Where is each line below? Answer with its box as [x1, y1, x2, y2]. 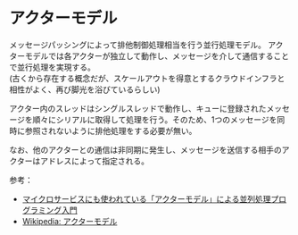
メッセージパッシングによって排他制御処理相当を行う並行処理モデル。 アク [9, 39, 284, 50]
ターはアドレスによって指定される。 [16, 155, 150, 166]
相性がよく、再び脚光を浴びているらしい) [9, 84, 161, 95]
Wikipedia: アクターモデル [21, 215, 118, 226]
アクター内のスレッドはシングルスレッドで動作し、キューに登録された [9, 103, 267, 113]
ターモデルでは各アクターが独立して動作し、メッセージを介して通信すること [9, 50, 290, 61]
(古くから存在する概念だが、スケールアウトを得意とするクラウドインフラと [9, 72, 286, 83]
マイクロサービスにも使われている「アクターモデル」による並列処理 [21, 193, 271, 204]
